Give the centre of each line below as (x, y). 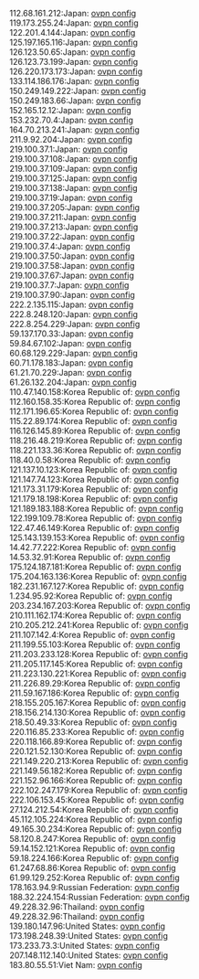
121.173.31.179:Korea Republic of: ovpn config (94, 489)
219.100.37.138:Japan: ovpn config (73, 188)
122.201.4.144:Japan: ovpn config (73, 32)
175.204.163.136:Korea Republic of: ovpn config (98, 576)
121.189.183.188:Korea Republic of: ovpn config (97, 508)
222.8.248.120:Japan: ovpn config (74, 314)
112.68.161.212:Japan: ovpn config (73, 13)
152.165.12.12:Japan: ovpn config (71, 110)
